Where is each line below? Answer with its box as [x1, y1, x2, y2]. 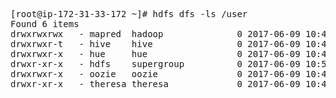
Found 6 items [10, 19, 80, 29]
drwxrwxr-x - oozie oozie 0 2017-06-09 [10, 69, 301, 79]
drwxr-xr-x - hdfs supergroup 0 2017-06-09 [10, 59, 301, 69]
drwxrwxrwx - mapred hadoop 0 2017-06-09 [10, 29, 301, 39]
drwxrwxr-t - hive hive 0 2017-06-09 [10, 39, 301, 49]
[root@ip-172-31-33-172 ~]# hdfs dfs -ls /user [10, 9, 248, 19]
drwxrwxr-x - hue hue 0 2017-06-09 [10, 49, 301, 59]
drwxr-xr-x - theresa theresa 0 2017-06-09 [10, 79, 301, 89]
